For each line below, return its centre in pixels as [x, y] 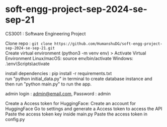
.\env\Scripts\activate [27, 63]
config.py [15, 119]
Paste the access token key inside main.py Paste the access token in [76, 114]
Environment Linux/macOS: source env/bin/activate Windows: [69, 58]
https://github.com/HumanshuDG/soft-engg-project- [108, 43]
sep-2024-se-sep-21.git [30, 48]
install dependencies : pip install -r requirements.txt [59, 73]
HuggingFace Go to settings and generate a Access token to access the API [84, 108]
